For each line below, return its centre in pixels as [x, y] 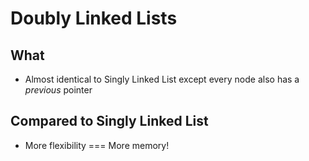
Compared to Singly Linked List [109, 121]
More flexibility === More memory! [97, 145]
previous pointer [58, 90]
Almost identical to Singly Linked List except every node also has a [162, 79]
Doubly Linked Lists [94, 18]
